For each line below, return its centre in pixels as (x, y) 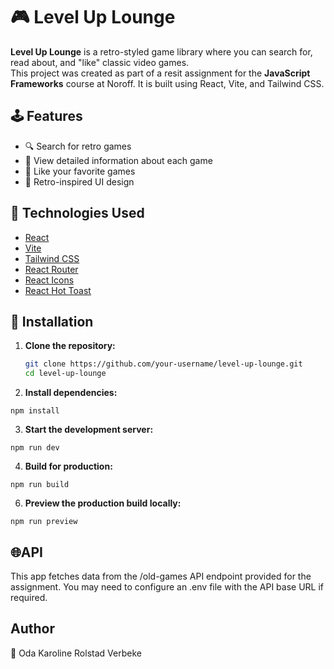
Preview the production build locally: (103, 503)
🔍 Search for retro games (78, 146)
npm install (35, 411)
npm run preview (44, 522)
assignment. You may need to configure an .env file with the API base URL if (167, 586)
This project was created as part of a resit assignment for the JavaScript (160, 73)
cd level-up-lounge (65, 374)
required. (29, 597)
